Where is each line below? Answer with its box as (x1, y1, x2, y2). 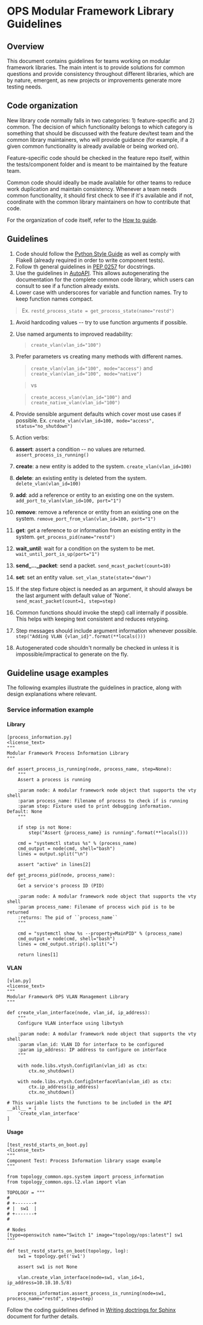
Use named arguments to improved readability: (15, 330, 133, 338)
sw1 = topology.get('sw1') (18, 1253, 86, 1259)
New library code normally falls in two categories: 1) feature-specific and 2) (7, 116, 195, 124)
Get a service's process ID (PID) (18, 883, 105, 889)
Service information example (7, 706, 94, 714)
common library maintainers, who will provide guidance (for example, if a (7, 136, 188, 143)
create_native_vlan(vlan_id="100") (30, 399, 120, 406)
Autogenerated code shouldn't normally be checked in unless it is (15, 644, 179, 651)
